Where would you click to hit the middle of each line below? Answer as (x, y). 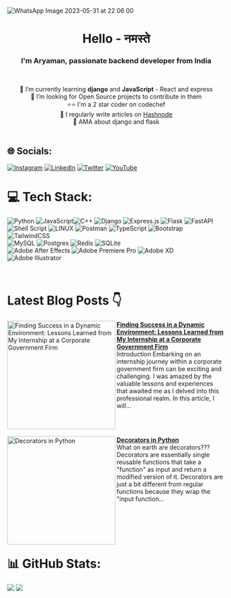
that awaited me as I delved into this (168, 391)
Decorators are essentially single (163, 455)
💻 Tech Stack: (50, 197)
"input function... (140, 499)
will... (124, 406)
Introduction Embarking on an (159, 354)
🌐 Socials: (30, 151)
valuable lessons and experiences (165, 384)
